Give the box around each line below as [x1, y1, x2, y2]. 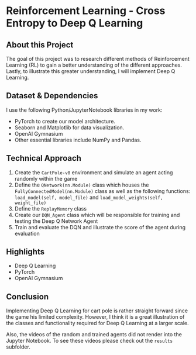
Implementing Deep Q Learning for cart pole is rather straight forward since [6, 307, 188, 314]
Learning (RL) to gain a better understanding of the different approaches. [6, 61, 183, 68]
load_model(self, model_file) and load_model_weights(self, [14, 194, 163, 201]
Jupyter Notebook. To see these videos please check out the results [6, 337, 173, 344]
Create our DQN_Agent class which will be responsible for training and [14, 211, 180, 218]
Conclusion [6, 291, 49, 302]
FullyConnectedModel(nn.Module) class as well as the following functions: [14, 187, 191, 194]
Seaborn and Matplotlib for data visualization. [14, 124, 125, 131]
